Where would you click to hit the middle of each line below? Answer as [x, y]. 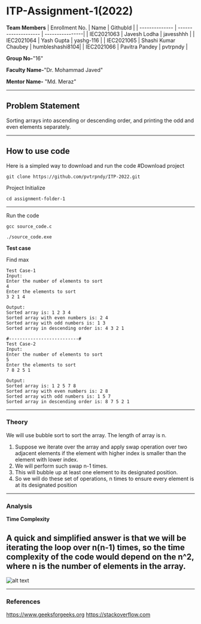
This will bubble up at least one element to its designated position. [96, 472]
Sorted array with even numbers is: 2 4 [57, 318]
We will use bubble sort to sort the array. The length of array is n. [86, 435]
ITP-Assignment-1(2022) [70, 11]
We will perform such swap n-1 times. [61, 466]
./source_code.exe [29, 237]
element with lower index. [47, 459]
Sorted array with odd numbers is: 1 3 [56, 323]
